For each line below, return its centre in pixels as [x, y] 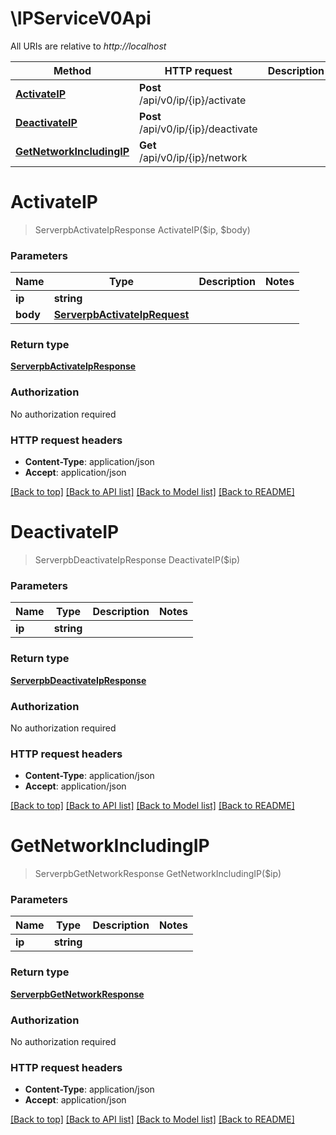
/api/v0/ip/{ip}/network [193, 157]
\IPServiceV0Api [81, 18]
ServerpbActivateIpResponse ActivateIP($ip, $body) [142, 229]
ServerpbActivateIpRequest [121, 315]
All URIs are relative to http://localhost [88, 46]
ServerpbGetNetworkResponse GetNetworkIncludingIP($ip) [158, 874]
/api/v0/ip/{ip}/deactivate [198, 129]
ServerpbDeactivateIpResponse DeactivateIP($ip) [137, 560]
